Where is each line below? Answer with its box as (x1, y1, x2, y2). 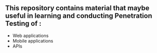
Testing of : (5, 19, 42, 28)
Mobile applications (12, 38, 54, 44)
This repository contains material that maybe (5, 4, 149, 12)
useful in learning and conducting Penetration (5, 12, 152, 20)
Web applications (12, 32, 49, 39)
